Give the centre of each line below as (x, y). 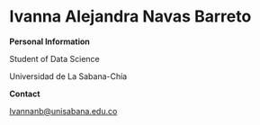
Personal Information (49, 41)
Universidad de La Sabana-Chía (68, 76)
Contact (25, 94)
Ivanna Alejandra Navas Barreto (130, 17)
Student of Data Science (55, 58)
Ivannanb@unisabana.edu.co (63, 111)
